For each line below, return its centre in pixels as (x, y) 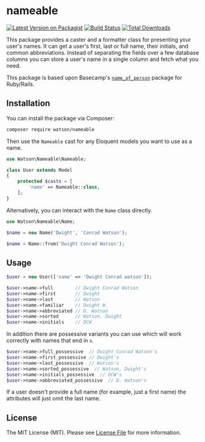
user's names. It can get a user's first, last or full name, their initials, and (98, 46)
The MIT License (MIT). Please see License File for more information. (94, 433)
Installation (28, 103)
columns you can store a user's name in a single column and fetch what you (102, 59)
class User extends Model (39, 170)
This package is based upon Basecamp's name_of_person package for (94, 77)
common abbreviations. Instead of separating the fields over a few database (103, 52)
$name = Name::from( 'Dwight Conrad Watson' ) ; (65, 244)
